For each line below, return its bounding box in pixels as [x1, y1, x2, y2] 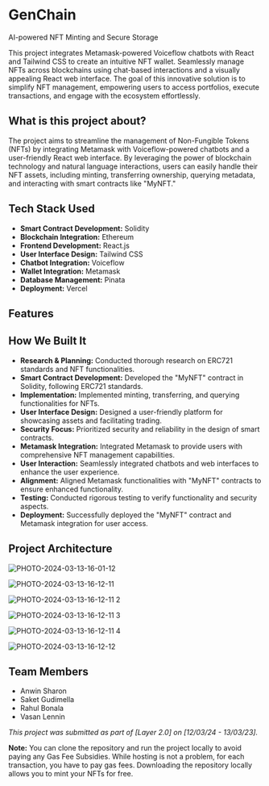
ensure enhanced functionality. [19, 484, 123, 494]
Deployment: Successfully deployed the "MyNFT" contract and [19, 510, 232, 520]
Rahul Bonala [19, 704, 64, 713]
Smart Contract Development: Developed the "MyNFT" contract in [19, 373, 244, 383]
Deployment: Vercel [19, 283, 88, 293]
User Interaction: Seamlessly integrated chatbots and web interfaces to [19, 458, 259, 468]
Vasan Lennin [19, 712, 66, 721]
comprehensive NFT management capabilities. [19, 449, 176, 459]
